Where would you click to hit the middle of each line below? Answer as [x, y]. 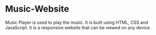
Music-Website [37, 9]
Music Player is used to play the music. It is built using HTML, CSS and [77, 22]
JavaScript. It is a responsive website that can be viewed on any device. [78, 27]
